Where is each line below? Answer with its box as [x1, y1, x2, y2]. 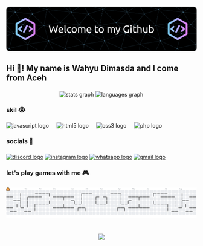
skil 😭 [6, 106, 26, 114]
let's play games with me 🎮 [6, 169, 89, 177]
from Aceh [6, 73, 47, 83]
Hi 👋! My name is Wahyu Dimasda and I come [6, 63, 179, 73]
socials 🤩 [6, 137, 33, 146]
